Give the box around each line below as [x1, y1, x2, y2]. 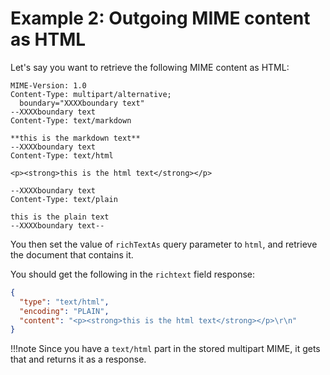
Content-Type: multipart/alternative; [10, 89, 172, 99]
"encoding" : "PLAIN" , [19, 306, 110, 316]
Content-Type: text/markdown [10, 115, 132, 126]
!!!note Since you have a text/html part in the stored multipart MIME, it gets [10, 343, 321, 355]
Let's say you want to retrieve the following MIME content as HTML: [10, 61, 290, 73]
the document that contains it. [10, 248, 134, 261]
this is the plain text [10, 212, 110, 222]
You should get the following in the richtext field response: [10, 268, 256, 280]
